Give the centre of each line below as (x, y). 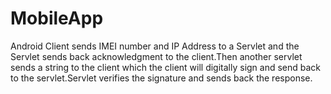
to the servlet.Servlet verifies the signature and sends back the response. (161, 78)
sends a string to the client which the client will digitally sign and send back (166, 67)
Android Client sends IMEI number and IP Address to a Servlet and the (155, 46)
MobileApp (57, 18)
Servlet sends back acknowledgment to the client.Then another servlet (156, 56)
